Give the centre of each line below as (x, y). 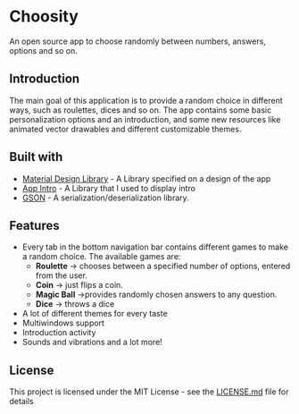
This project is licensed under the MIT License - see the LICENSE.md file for (149, 392)
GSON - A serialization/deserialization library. (105, 198)
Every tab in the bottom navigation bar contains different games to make (155, 247)
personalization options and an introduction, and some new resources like (145, 119)
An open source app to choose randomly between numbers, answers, (137, 41)
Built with (36, 157)
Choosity (44, 17)
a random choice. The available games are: (101, 257)
